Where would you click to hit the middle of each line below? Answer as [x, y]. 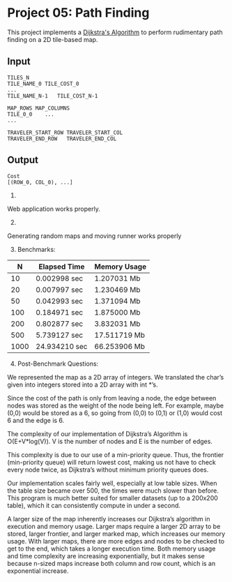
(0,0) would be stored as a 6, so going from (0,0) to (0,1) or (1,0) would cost [115, 412]
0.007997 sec [60, 290]
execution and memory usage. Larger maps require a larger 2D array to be [114, 526]
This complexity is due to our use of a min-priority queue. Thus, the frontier [116, 454]
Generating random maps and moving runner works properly [94, 236]
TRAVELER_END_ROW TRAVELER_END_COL [62, 139]
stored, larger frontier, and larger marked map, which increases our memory [116, 533]
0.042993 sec [60, 301]
